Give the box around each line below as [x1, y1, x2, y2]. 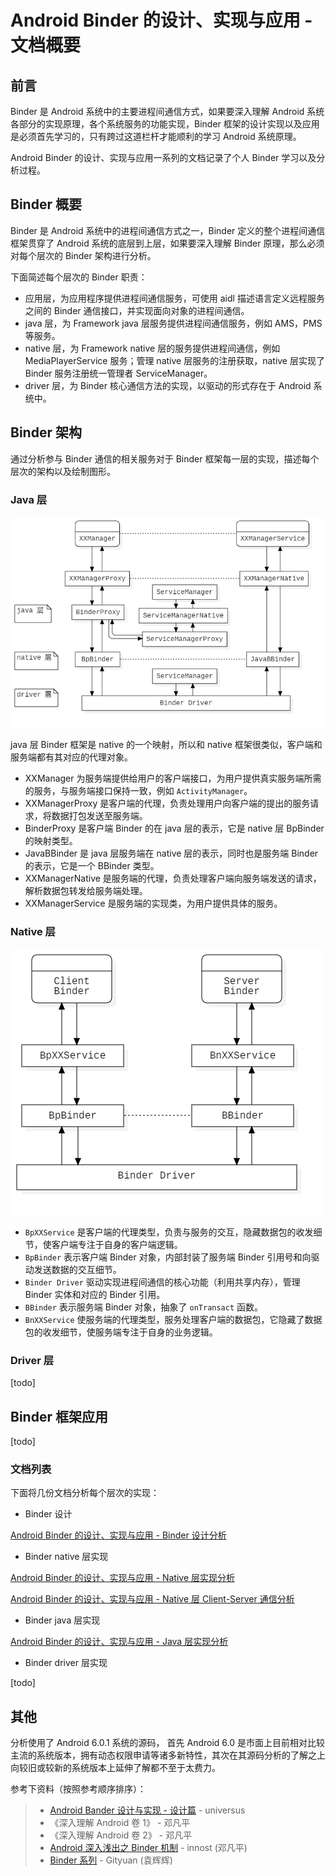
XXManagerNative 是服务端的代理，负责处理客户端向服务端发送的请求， [24, 872, 322, 884]
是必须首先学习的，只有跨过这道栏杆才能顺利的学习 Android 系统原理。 [10, 131, 302, 142]
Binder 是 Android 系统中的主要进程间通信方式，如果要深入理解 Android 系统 [10, 106, 325, 117]
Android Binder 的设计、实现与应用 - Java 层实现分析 [10, 1636, 229, 1648]
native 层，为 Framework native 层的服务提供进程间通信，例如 [24, 342, 281, 354]
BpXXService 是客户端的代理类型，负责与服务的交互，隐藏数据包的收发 [24, 1226, 314, 1238]
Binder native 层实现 [24, 1551, 109, 1563]
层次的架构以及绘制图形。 [10, 465, 116, 477]
